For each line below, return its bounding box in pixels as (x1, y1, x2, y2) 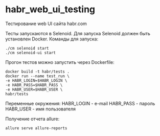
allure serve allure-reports (5, 125, 67, 131)
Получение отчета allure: (5, 116, 60, 122)
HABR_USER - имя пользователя (5, 106, 76, 112)
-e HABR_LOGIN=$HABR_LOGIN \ (5, 78, 67, 83)
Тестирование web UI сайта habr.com (5, 20, 87, 27)
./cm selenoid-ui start (5, 50, 56, 55)
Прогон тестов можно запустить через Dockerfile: (5, 59, 115, 65)
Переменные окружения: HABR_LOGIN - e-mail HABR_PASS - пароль (5, 100, 155, 106)
